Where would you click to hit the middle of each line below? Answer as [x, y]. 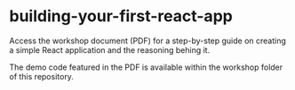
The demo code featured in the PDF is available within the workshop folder [146, 67]
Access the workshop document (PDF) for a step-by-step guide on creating [148, 41]
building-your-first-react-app [121, 16]
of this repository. [41, 76]
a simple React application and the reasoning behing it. [110, 49]
